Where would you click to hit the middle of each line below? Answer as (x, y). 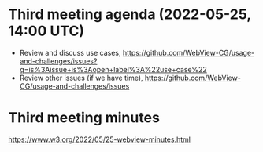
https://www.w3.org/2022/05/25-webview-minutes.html (100, 139)
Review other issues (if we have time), (81, 78)
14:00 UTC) (46, 31)
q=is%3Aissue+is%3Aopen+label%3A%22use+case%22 (113, 69)
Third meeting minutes (84, 118)
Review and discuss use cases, (70, 52)
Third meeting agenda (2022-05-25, (130, 14)
